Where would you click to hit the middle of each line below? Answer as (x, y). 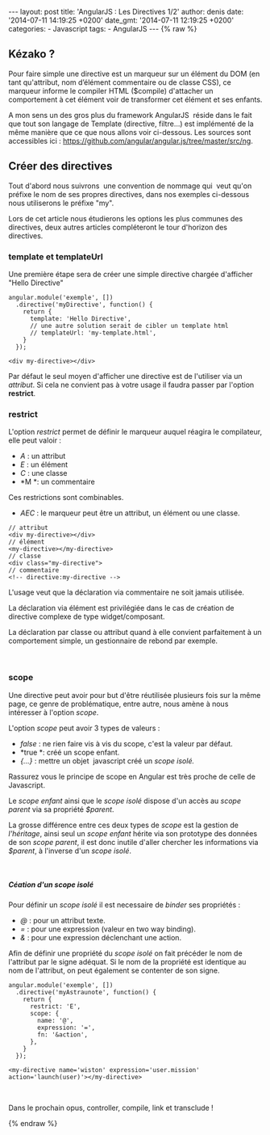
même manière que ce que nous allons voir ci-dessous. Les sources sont (130, 132)
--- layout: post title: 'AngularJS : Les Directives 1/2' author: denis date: (126, 12)
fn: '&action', (63, 1035)
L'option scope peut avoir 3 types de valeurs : (84, 728)
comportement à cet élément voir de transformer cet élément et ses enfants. (135, 99)
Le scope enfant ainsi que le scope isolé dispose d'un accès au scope (125, 801)
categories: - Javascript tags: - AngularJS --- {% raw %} (103, 29)
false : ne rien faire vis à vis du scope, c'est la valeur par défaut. (127, 743)
